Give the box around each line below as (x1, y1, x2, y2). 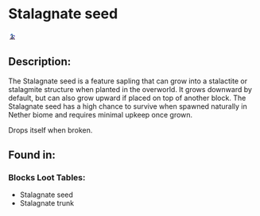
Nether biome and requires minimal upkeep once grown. (8, 110, 193, 119)
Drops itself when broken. (8, 125, 93, 135)
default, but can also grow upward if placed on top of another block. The (8, 93, 246, 102)
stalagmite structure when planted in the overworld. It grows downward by (8, 84, 253, 94)
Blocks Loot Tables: (8, 172, 86, 183)
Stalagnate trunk (19, 199, 74, 208)
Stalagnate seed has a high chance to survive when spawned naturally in (8, 101, 248, 111)
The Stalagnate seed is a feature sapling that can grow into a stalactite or (8, 76, 248, 86)
